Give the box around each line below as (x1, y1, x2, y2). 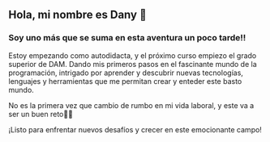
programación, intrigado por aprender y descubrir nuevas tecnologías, (8, 68, 243, 77)
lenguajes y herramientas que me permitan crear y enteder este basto (8, 76, 242, 86)
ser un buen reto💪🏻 (8, 109, 73, 119)
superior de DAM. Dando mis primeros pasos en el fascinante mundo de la (8, 59, 257, 69)
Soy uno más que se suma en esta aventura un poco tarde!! (8, 32, 246, 44)
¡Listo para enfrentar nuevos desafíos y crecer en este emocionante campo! (8, 124, 262, 134)
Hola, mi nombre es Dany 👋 (8, 8, 148, 22)
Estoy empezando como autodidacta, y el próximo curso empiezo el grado (8, 50, 257, 61)
